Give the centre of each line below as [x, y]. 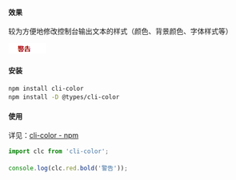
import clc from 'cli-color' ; [59, 151]
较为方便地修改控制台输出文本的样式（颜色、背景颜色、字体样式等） [120, 31]
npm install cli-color [46, 89]
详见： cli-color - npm [44, 135]
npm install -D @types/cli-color [64, 97]
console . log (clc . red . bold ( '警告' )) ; [68, 168]
